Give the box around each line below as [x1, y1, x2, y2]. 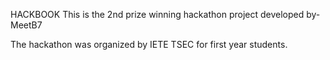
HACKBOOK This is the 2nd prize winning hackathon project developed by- [10, 9, 321, 20]
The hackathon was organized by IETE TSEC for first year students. [10, 39, 288, 50]
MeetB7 [10, 19, 43, 31]
